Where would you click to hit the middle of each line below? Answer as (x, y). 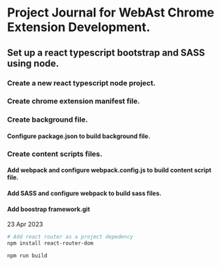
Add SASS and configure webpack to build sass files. (84, 193)
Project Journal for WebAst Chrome (111, 13)
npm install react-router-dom (50, 243)
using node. (33, 63)
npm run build (27, 256)
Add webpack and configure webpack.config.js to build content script (109, 170)
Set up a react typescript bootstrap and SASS (106, 53)
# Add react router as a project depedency (70, 237)
